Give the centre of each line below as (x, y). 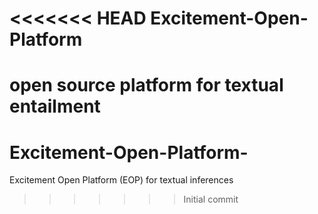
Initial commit (211, 199)
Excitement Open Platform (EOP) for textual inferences (121, 180)
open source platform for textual (146, 85)
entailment (55, 106)
